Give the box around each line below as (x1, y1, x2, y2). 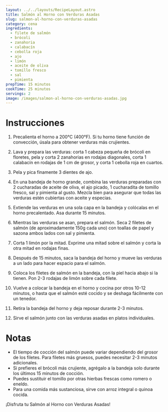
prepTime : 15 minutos (5, 82, 51, 87)
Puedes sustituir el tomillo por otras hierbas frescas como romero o (12, 376, 152, 382)
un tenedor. (12, 296, 37, 302)
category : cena (5, 21, 37, 27)
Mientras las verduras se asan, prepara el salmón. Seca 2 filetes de (12, 220, 151, 226)
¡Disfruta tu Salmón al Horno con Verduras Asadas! (5, 401, 110, 407)
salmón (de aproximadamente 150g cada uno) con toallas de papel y (12, 225, 154, 231)
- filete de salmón (10, 31, 51, 36)
